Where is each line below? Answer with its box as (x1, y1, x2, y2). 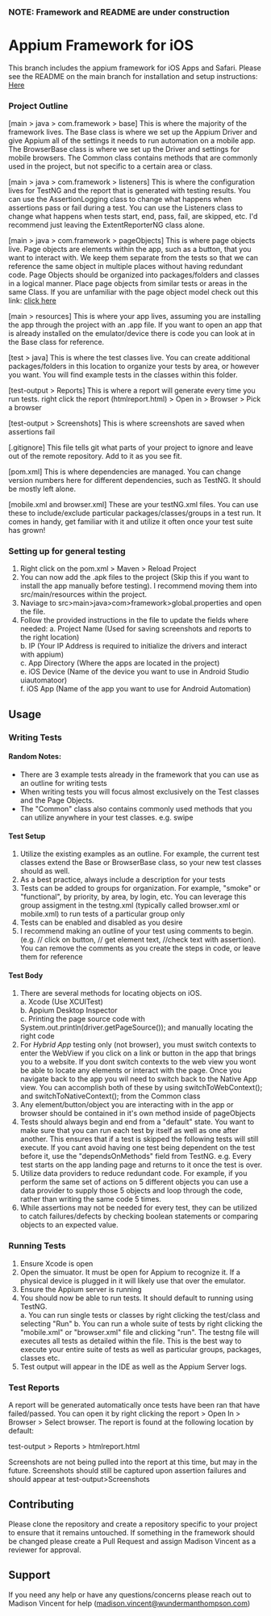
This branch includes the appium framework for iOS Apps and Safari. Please (8, 63, 262, 73)
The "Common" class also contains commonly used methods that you (19, 804, 252, 813)
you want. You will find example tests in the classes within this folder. (8, 370, 238, 380)
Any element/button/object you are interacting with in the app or (19, 1100, 234, 1110)
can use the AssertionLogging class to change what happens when (8, 195, 232, 204)
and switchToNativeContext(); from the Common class (19, 1091, 201, 1101)
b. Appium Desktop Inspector (19, 1005, 118, 1015)
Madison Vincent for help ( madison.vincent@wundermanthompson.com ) (8, 1598, 251, 1608)
